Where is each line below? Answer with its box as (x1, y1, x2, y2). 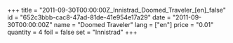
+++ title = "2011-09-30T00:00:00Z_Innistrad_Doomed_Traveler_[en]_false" (7, 6, 227, 14)
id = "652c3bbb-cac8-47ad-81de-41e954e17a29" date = (7, 13, 171, 21)
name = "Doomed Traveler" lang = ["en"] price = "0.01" (53, 21, 214, 28)
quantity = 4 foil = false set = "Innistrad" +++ (7, 28, 138, 36)
